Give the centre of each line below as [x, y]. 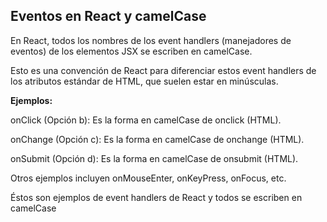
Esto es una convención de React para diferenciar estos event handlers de [163, 70]
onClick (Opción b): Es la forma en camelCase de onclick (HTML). [146, 120]
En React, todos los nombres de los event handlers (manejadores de [151, 40]
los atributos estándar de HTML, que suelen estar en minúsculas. [144, 81]
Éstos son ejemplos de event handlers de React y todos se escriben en [156, 197]
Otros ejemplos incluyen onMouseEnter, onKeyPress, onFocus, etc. [148, 178]
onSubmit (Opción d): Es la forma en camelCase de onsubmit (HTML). [154, 158]
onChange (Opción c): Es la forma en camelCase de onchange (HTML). [157, 139]
